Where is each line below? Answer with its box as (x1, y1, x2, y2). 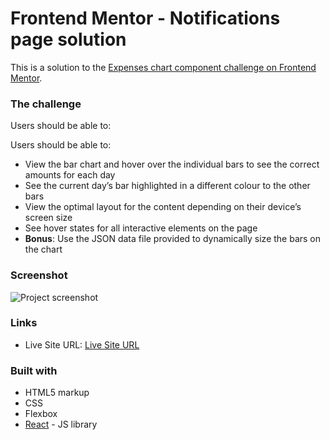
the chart (24, 243, 63, 256)
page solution (10, 28, 127, 51)
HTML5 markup (24, 387, 90, 399)
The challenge (10, 97, 82, 111)
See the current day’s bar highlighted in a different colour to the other (24, 180, 311, 192)
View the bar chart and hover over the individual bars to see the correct (24, 158, 320, 171)
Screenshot (10, 268, 68, 282)
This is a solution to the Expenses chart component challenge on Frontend (10, 61, 317, 73)
